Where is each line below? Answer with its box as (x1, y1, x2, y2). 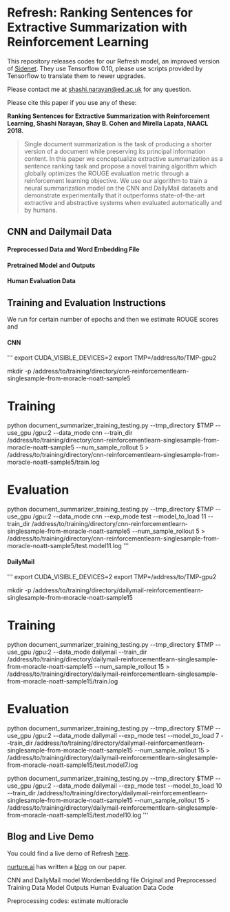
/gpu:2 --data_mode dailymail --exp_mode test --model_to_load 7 (32, 732, 220, 740)
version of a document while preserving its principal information (23, 147, 206, 155)
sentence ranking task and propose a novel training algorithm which (23, 162, 217, 170)
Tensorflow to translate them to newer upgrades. (7, 71, 146, 80)
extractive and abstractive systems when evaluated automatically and (23, 198, 222, 206)
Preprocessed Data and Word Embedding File (7, 245, 140, 253)
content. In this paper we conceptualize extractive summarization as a (23, 154, 223, 163)
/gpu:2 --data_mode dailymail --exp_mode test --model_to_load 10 (32, 782, 222, 790)
